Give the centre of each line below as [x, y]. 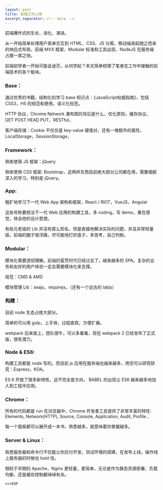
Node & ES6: [20, 352]
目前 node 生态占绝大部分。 [33, 312]
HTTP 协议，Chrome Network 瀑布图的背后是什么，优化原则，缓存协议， [78, 114]
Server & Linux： [25, 440]
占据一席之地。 [20, 55]
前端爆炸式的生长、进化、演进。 [37, 33]
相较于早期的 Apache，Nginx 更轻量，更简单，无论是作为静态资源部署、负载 [81, 468]
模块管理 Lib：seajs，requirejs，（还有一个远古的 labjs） [61, 287]
